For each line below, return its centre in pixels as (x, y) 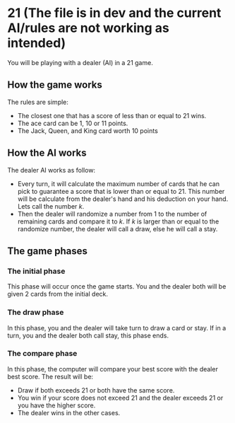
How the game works (55, 85)
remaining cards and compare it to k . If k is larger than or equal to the (118, 221)
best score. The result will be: (50, 376)
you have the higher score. (56, 405)
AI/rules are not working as (88, 28)
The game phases (48, 251)
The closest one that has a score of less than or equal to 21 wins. (112, 115)
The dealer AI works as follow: (52, 170)
